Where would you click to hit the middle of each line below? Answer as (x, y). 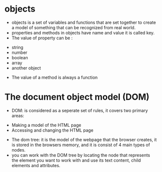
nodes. (18, 150)
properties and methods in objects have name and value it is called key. (83, 33)
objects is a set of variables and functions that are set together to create (84, 22)
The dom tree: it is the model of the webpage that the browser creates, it (84, 139)
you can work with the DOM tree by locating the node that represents (81, 155)
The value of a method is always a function (55, 77)
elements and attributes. (36, 165)
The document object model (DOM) (77, 97)
